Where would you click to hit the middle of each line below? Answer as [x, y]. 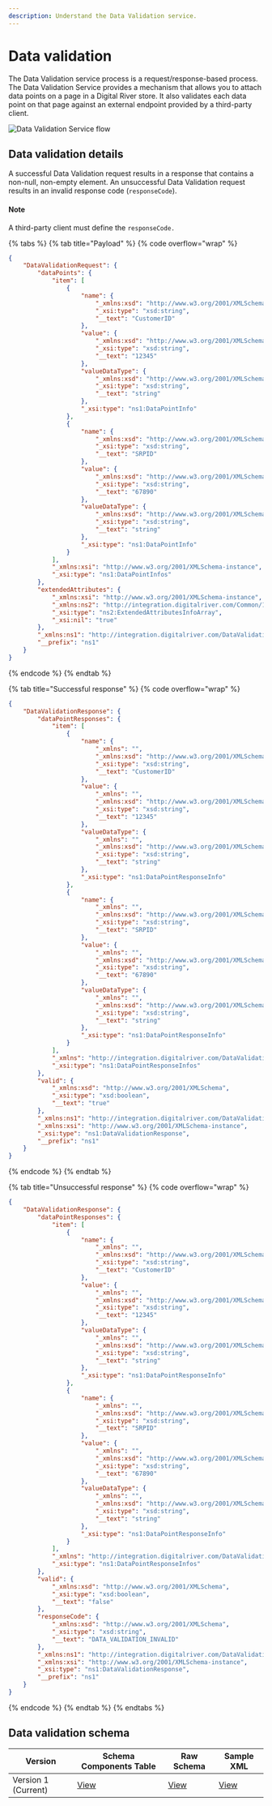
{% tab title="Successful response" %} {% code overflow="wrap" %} [125, 689]
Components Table [118, 1766]
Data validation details [66, 154]
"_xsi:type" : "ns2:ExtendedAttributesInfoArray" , [137, 612]
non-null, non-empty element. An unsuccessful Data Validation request [127, 182]
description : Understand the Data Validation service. [103, 16]
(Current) [30, 1790]
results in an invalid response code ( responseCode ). [93, 191]
